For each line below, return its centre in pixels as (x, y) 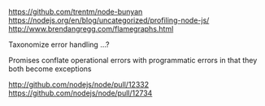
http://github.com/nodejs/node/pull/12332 (78, 85)
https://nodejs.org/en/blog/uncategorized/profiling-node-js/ (109, 20)
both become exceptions (50, 69)
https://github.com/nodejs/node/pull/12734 (80, 93)
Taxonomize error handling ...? (59, 45)
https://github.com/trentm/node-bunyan (76, 12)
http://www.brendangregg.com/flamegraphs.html (91, 29)
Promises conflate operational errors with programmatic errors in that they (133, 60)
